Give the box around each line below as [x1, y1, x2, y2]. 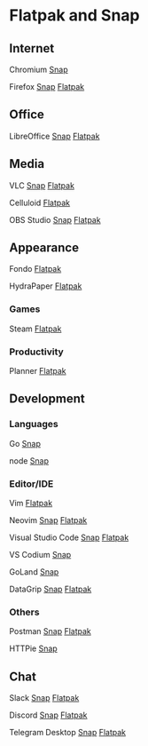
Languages [9, 418, 59, 431]
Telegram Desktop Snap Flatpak [9, 727, 127, 738]
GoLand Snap [9, 567, 59, 577]
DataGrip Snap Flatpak [9, 583, 92, 595]
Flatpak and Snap [9, 5, 140, 26]
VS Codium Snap [9, 550, 72, 560]
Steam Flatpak [9, 323, 62, 334]
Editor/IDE [9, 477, 54, 489]
